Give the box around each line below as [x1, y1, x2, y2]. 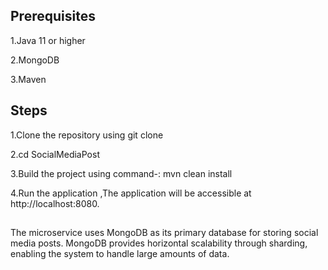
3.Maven [10, 73, 47, 85]
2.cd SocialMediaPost [10, 148, 100, 160]
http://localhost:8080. [10, 197, 100, 209]
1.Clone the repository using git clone [10, 129, 164, 141]
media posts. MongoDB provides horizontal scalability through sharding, [10, 237, 308, 249]
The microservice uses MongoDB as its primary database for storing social [10, 227, 319, 239]
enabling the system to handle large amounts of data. [10, 248, 230, 260]
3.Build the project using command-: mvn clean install [10, 167, 233, 179]
